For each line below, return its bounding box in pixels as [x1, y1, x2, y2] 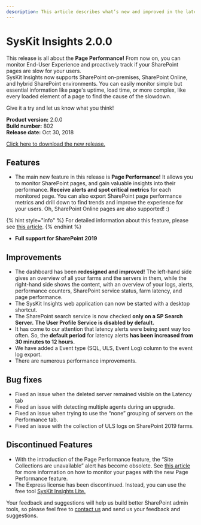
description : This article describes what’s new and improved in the [6, 8, 184, 15]
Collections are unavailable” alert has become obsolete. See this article [14, 462, 190, 469]
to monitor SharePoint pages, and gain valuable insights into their [14, 180, 176, 187]
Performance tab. [14, 416, 59, 423]
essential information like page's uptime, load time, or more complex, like [6, 86, 187, 93]
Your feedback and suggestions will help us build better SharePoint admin [6, 499, 188, 506]
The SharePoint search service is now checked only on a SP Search [14, 313, 183, 320]
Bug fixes [6, 375, 42, 385]
